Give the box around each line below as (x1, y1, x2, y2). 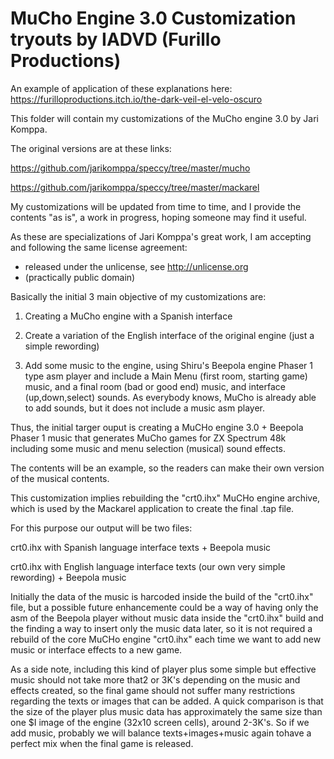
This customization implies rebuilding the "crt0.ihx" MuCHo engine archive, (10, 492, 321, 504)
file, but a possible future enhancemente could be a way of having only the (10, 601, 319, 613)
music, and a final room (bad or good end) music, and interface (24, 380, 286, 392)
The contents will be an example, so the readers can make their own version (10, 462, 325, 474)
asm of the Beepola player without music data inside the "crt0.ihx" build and (10, 612, 324, 624)
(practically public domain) (24, 271, 136, 283)
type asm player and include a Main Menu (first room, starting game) (24, 370, 308, 382)
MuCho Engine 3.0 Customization (10, 7, 297, 30)
